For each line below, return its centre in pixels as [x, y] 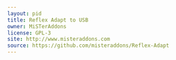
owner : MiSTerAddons [37, 26]
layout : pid [24, 13]
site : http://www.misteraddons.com [59, 39]
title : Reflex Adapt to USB [48, 20]
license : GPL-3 [29, 33]
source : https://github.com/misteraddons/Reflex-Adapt [88, 46]
